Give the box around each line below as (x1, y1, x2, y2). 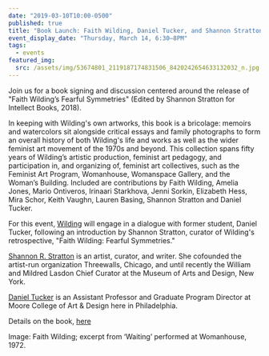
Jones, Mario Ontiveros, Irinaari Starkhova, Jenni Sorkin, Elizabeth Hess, (8, 186, 248, 196)
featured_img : (8, 57, 56, 65)
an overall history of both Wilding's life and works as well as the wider (8, 135, 239, 145)
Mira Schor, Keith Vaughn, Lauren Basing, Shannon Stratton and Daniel (8, 194, 242, 204)
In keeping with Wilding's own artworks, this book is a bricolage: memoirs (8, 118, 252, 128)
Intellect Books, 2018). (8, 102, 82, 112)
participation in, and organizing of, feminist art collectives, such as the (8, 161, 240, 170)
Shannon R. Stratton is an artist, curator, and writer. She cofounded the (8, 251, 242, 261)
